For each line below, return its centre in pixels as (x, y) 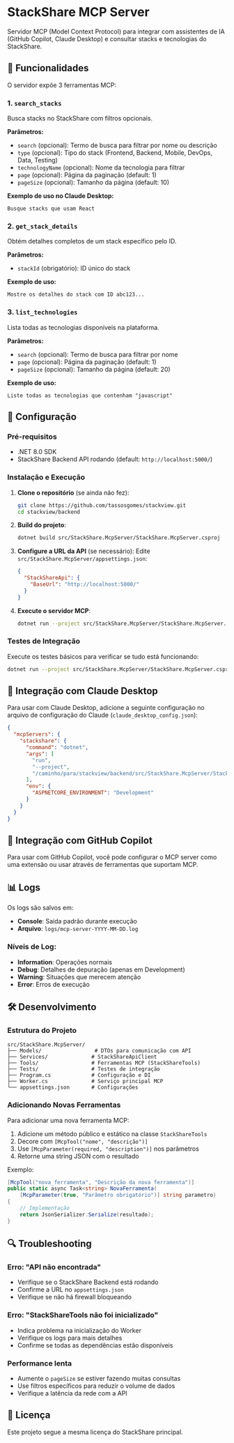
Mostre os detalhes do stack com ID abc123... (76, 295)
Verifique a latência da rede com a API (72, 1393)
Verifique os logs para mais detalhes (70, 1338)
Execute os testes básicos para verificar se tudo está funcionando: (103, 656)
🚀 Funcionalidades (48, 68)
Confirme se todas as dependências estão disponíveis (95, 1345)
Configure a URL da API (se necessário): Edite (84, 551)
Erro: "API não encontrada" (54, 1267)
